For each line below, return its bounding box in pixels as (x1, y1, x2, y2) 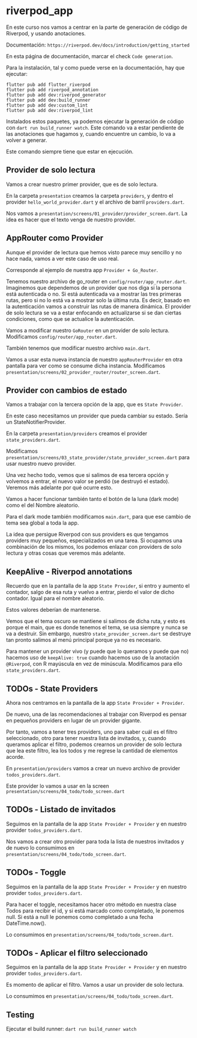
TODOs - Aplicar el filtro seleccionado (6, 948, 148, 958)
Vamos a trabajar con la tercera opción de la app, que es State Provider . (6, 401, 183, 408)
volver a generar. (6, 137, 47, 144)
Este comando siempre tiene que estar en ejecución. (6, 148, 134, 155)
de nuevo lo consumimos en (6, 844, 75, 851)
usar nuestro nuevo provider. (6, 460, 76, 467)
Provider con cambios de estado (6, 385, 128, 395)
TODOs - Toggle (6, 867, 66, 878)
